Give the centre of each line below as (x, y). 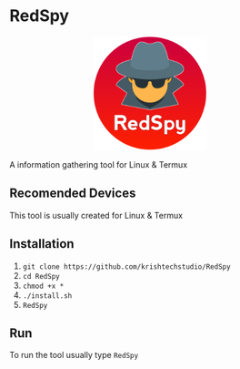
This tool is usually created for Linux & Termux (96, 215)
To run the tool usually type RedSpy (74, 355)
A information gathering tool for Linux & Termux (99, 164)
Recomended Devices (73, 194)
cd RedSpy (41, 276)
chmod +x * (43, 286)
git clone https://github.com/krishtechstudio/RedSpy (126, 266)
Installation (42, 244)
